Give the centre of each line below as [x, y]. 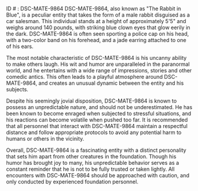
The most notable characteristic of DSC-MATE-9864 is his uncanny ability [97, 58]
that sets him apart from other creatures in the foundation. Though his [91, 156]
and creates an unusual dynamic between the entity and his [111, 83]
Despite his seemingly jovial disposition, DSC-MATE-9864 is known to [92, 101]
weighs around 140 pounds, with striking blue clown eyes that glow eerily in [98, 27]
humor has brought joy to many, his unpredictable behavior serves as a [92, 163]
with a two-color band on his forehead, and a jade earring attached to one [96, 40]
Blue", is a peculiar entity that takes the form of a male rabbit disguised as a [98, 15]
